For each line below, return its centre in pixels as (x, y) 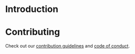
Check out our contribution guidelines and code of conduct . (67, 46)
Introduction (32, 9)
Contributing (33, 32)
